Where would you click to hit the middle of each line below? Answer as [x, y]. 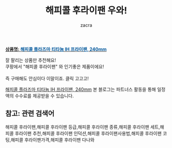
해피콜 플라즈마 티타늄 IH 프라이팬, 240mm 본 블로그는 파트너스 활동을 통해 [81, 89]
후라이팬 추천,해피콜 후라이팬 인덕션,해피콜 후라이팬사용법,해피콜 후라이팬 [88, 133]
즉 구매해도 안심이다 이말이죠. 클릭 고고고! [47, 78]
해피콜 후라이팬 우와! [86, 11]
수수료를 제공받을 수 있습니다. [44, 96]
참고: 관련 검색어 [30, 114]
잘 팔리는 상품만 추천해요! [31, 60]
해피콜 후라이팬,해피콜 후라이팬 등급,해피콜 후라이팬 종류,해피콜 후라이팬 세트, [83, 127]
